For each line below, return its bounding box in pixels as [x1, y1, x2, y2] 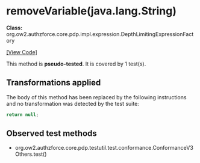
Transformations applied [6, 78, 101, 88]
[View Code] [6, 48, 37, 55]
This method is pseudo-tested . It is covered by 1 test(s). [6, 60, 146, 67]
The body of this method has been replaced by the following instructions [6, 93, 187, 100]
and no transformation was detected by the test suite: [6, 100, 140, 107]
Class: [6, 24, 23, 31]
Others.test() [14, 150, 47, 158]
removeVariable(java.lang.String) [6, 4, 177, 18]
